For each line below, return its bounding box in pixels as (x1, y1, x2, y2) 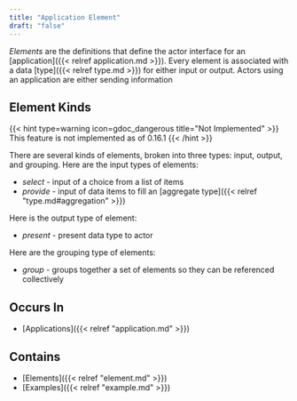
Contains (9, 349, 60, 365)
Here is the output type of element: (9, 213, 137, 223)
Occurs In (9, 300, 65, 315)
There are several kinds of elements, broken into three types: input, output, (9, 150, 284, 161)
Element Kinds (9, 100, 91, 115)
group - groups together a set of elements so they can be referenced (21, 264, 275, 276)
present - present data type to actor (21, 230, 153, 241)
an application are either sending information (9, 74, 173, 84)
